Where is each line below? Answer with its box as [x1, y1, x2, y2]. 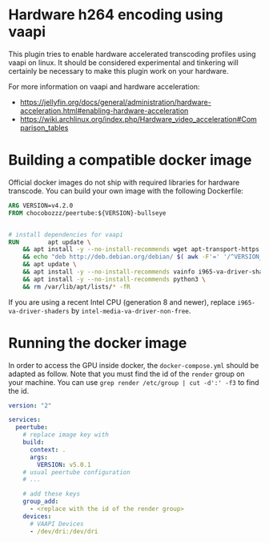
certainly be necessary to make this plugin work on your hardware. [8, 66, 229, 75]
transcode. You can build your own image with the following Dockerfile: [8, 186, 244, 196]
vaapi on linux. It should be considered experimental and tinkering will [8, 58, 239, 67]
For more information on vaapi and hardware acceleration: [8, 82, 200, 91]
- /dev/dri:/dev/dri [29, 527, 98, 535]
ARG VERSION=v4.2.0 [8, 201, 74, 209]
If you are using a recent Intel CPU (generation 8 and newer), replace [8, 297, 236, 306]
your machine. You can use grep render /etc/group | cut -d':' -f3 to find [8, 377, 259, 387]
